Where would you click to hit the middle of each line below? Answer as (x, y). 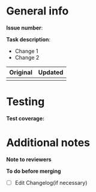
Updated (51, 72)
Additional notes (48, 143)
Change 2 (27, 57)
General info (37, 11)
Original (21, 72)
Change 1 (26, 51)
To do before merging (34, 171)
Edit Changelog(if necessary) (51, 182)
